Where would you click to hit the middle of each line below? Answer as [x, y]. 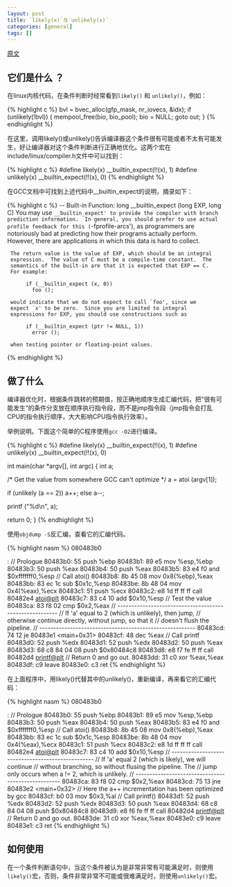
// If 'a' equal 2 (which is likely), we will [151, 759]
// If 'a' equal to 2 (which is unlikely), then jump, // [130, 613]
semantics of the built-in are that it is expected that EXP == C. [109, 266]
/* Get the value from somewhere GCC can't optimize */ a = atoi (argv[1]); [112, 479]
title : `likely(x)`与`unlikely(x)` [58, 20]
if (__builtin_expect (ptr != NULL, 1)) [84, 327]
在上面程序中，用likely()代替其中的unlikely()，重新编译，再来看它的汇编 [109, 679]
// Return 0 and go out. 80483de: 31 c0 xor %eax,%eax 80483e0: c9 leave [114, 818]
